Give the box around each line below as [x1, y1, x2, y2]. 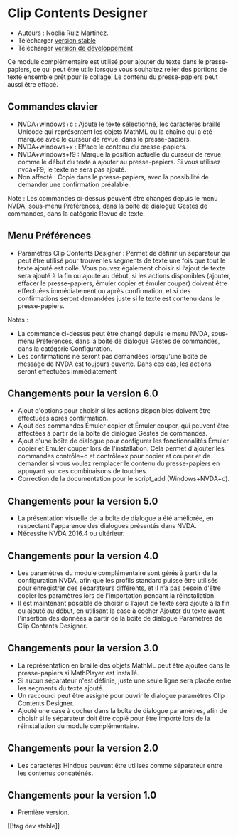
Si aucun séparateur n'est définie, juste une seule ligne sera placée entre [17, 676, 232, 685]
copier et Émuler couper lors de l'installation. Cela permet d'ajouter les [17, 444, 225, 453]
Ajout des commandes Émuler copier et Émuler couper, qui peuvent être [17, 421, 229, 430]
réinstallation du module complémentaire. [17, 721, 140, 730]
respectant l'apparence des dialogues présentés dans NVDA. [17, 522, 197, 530]
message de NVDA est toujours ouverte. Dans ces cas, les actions [17, 359, 212, 368]
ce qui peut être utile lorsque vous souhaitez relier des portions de [33, 65, 227, 73]
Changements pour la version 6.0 [7, 387, 158, 399]
